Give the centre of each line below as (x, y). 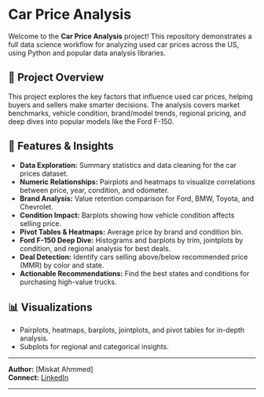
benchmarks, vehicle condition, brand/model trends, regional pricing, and (127, 113)
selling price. (40, 223)
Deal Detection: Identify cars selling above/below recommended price (134, 257)
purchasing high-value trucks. (68, 282)
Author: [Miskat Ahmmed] (51, 370)
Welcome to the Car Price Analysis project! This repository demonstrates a (130, 36)
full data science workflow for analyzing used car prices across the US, (124, 44)
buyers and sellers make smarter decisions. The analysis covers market (124, 104)
